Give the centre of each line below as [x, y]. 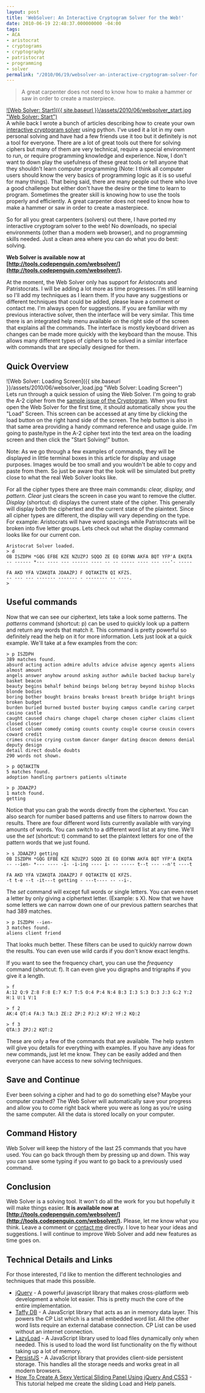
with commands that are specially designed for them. [73, 347]
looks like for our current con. [44, 535]
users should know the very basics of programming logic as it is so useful [99, 176]
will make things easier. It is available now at [63, 1208]
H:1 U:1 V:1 [21, 997]
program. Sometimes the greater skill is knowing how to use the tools [93, 195]
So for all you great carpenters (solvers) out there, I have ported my [91, 220]
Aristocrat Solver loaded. [41, 546]
